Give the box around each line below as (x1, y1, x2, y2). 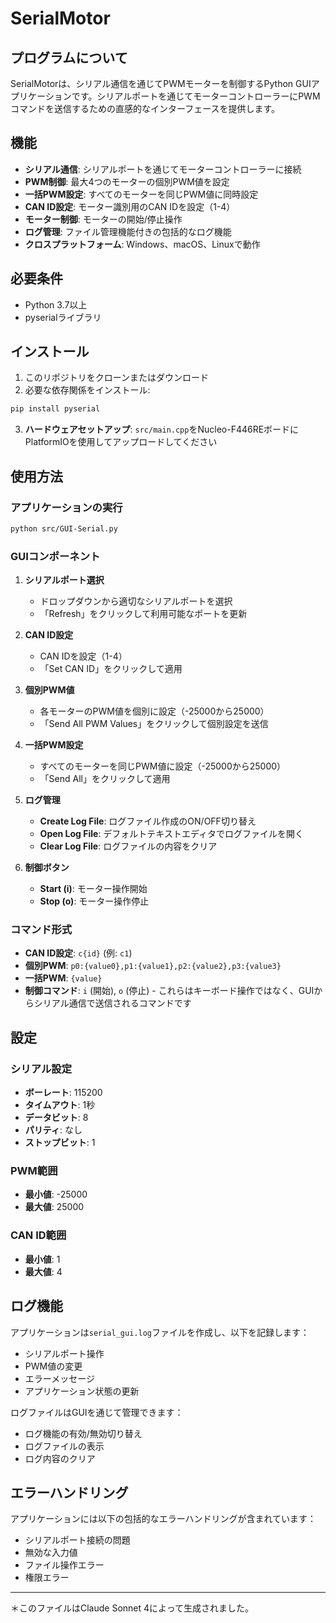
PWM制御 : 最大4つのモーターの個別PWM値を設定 (24, 175, 230, 187)
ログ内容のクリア (24, 1452, 96, 1464)
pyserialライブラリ (24, 311, 102, 323)
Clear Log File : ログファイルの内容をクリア (39, 840, 218, 852)
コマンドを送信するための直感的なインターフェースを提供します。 (10, 103, 281, 114)
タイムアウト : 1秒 (24, 1099, 96, 1111)
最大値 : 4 (24, 1265, 63, 1277)
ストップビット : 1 (24, 1137, 96, 1149)
